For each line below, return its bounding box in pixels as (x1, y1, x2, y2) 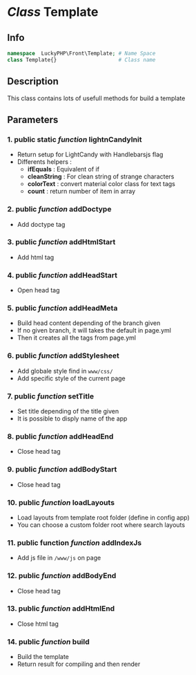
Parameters (7, 113, 59, 125)
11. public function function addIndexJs (7, 537, 142, 547)
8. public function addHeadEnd (7, 432, 114, 441)
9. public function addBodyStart (7, 465, 117, 474)
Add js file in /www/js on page (17, 554, 101, 562)
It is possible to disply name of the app (17, 414, 128, 423)
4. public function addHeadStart (7, 270, 118, 280)
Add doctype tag (17, 220, 66, 228)
